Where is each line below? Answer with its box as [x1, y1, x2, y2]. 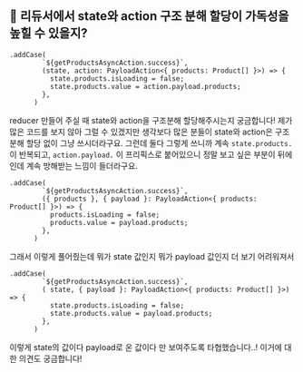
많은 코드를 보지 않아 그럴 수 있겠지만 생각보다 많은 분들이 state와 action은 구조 [9, 126, 290, 137]
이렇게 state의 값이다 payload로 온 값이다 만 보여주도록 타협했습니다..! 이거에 [9, 341, 283, 352]
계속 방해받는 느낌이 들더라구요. [25, 160, 138, 171]
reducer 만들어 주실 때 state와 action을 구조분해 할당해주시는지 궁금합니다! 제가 [9, 114, 293, 125]
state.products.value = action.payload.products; [49, 82, 242, 91]
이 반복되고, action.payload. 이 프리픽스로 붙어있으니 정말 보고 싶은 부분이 [9, 149, 276, 160]
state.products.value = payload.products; [49, 308, 213, 318]
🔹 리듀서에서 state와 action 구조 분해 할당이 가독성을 [9, 8, 289, 24]
